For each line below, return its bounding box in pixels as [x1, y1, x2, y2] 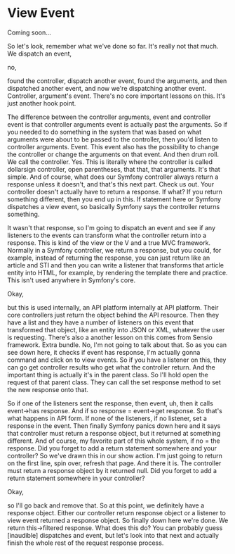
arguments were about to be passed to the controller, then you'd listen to [7, 135, 218, 144]
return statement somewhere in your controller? [7, 474, 145, 482]
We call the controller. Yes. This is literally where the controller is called [7, 157, 213, 166]
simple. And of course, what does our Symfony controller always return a [7, 172, 219, 181]
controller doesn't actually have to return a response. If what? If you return [7, 187, 222, 196]
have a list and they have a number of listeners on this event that [7, 318, 194, 327]
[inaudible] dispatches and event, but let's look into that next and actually [7, 531, 220, 539]
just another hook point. [7, 99, 76, 107]
